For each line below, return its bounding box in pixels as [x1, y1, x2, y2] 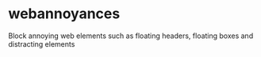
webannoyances [8, 5, 121, 23]
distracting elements [8, 39, 75, 48]
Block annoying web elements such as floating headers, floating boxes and [8, 31, 254, 40]
